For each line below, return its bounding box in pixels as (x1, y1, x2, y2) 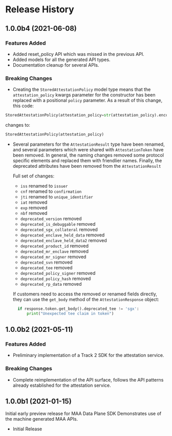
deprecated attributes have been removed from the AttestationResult (12, 163, 161, 169)
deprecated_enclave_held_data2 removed (20, 237, 107, 243)
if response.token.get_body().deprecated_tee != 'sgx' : (17, 306, 139, 311)
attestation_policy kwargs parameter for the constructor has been (12, 92, 156, 98)
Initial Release (12, 426, 42, 432)
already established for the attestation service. (12, 382, 111, 388)
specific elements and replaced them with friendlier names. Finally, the (12, 157, 162, 164)
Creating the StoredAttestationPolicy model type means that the (12, 86, 151, 93)
